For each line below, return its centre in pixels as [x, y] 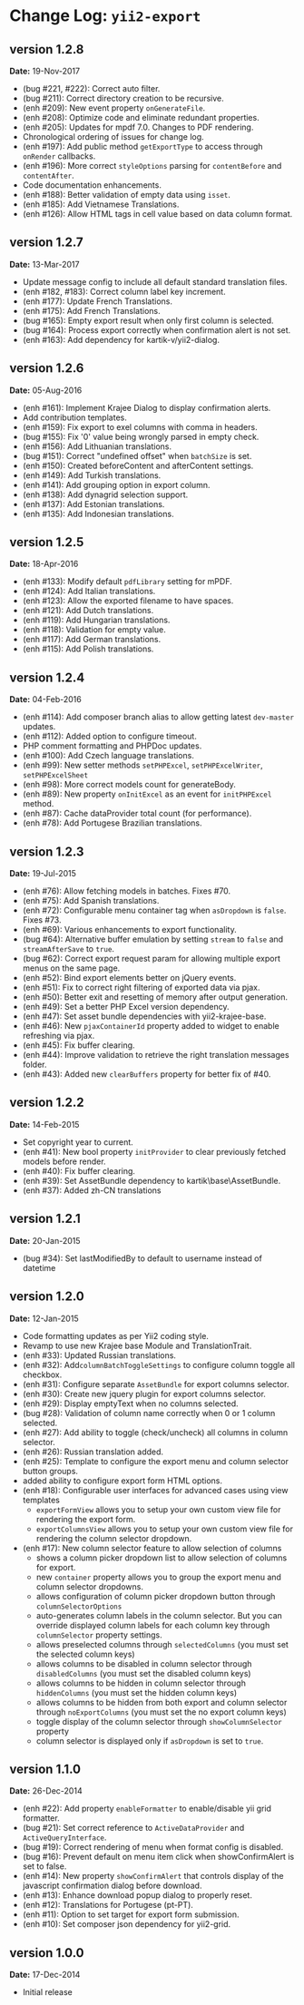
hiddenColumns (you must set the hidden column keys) [137, 1692]
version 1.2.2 [47, 1103]
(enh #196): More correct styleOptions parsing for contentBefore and [152, 166]
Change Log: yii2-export [105, 16]
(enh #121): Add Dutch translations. [88, 611]
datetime [39, 1267]
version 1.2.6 [47, 368]
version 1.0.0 [47, 1953]
